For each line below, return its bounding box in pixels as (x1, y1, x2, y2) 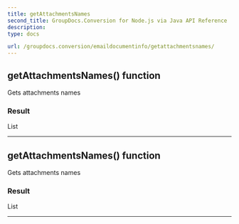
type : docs (7, 30, 40, 38)
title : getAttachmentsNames (7, 10, 91, 18)
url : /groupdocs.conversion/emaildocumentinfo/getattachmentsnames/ (7, 43, 215, 50)
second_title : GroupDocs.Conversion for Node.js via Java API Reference (7, 17, 228, 24)
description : (7, 23, 46, 31)
